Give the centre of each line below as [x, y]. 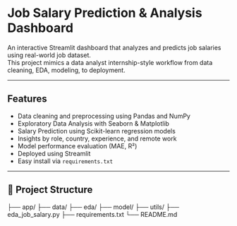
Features [27, 99]
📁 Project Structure [50, 190]
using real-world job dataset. [49, 55]
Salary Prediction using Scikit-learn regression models [97, 131]
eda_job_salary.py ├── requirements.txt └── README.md [92, 214]
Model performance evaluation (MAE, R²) [77, 145]
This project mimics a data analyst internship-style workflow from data [110, 62]
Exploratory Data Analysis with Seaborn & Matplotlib [93, 123]
